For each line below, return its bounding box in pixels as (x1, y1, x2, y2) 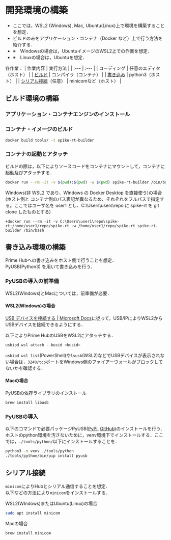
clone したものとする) (5, 208, 51, 214)
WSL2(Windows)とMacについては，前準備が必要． (5, 290, 112, 296)
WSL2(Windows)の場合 (5, 303, 55, 309)
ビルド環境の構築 (5, 94, 59, 103)
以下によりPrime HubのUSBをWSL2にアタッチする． (5, 332, 116, 338)
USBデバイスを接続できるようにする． (5, 321, 85, 328)
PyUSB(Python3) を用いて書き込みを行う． (5, 263, 95, 270)
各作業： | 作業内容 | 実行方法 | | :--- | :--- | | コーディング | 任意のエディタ (5, 65, 161, 71)
